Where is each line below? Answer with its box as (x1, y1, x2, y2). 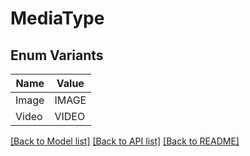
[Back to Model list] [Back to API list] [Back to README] (10, 135, 240, 147)
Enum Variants (10, 47, 104, 64)
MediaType (10, 7, 105, 30)
